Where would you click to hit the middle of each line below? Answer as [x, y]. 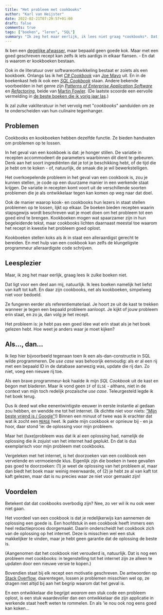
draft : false [18, 23]
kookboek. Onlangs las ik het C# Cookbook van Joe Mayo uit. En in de [75, 75]
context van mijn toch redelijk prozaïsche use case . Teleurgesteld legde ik [79, 391]
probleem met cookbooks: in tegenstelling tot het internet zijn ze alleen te [79, 559]
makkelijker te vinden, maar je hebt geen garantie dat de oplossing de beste [81, 539]
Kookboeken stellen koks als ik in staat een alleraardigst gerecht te [72, 237]
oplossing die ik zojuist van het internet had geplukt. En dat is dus [71, 441]
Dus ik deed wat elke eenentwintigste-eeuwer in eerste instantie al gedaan [80, 406]
